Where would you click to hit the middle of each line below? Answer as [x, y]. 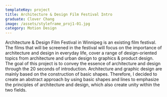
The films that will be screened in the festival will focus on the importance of [83, 48]
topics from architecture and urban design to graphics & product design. [80, 58]
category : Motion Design [31, 28]
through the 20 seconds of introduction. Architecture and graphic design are [84, 69]
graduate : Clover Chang [30, 19]
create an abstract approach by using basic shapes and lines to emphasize [82, 80]
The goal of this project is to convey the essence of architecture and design [83, 64]
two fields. [16, 90]
